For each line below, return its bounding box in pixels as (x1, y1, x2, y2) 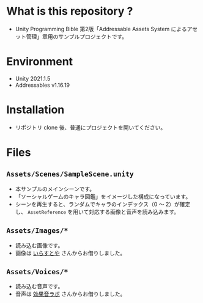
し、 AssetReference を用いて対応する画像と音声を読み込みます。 (15, 208, 180, 215)
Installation (6, 103, 65, 117)
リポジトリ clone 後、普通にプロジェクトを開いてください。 (15, 123, 166, 131)
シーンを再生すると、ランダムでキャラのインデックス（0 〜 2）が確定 (15, 200, 191, 208)
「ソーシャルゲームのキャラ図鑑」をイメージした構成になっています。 (15, 192, 191, 200)
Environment (6, 55, 73, 68)
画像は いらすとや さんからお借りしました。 (15, 249, 126, 257)
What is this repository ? (6, 4, 133, 18)
